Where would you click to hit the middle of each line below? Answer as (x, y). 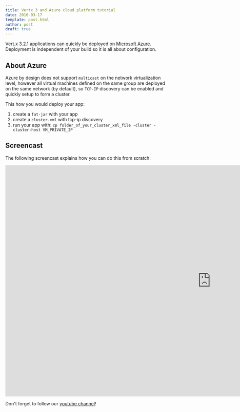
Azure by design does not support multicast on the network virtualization (83, 78)
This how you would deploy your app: (45, 104)
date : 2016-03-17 (24, 15)
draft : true (18, 29)
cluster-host (27, 130)
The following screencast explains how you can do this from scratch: (78, 158)
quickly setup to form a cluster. (38, 94)
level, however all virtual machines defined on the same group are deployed (85, 83)
